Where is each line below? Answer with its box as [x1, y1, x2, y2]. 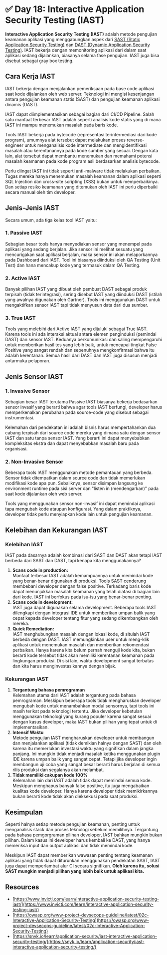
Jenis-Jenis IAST [5, 204, 60, 212]
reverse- [127, 137, 145, 143]
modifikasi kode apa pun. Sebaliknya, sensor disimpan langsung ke [5, 480, 143, 487]
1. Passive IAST [5, 229, 43, 236]
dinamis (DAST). [5, 101, 39, 107]
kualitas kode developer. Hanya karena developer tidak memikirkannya [12, 788, 158, 794]
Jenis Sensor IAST [5, 372, 64, 381]
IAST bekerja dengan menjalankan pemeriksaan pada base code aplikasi [5, 85, 155, 91]
